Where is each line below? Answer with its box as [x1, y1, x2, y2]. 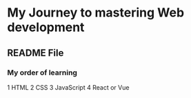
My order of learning [7, 68, 78, 77]
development [7, 19, 85, 35]
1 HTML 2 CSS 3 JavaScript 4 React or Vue [7, 83, 130, 91]
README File [7, 47, 64, 59]
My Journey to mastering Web [7, 5, 185, 21]
